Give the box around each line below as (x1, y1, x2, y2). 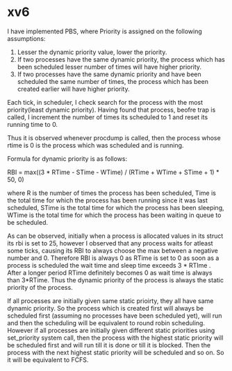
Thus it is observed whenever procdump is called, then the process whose (7, 133, 221, 142)
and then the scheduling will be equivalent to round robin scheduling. (7, 318, 205, 327)
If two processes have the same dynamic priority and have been (17, 70, 201, 78)
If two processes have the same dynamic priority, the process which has (17, 55, 226, 63)
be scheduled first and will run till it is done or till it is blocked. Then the (7, 340, 210, 349)
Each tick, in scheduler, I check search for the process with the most (7, 98, 204, 106)
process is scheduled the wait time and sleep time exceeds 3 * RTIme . (7, 261, 211, 269)
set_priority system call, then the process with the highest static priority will (7, 334, 224, 342)
